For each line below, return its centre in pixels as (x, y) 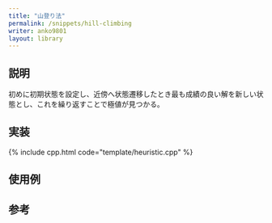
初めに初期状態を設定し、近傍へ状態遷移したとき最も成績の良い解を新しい (132, 95)
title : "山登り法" (37, 16)
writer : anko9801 (38, 31)
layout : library (36, 38)
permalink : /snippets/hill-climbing (70, 23)
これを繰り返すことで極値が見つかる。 (100, 104)
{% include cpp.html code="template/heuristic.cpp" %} (101, 152)
